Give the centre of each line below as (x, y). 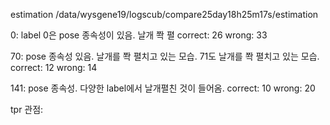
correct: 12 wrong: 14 (54, 67)
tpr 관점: (27, 109)
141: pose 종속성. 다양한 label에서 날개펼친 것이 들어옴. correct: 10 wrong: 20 (163, 88)
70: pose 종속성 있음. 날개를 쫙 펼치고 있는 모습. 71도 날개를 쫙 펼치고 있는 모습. (165, 56)
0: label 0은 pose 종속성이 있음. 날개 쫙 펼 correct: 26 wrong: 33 (139, 35)
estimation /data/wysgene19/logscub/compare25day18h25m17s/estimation (164, 14)
